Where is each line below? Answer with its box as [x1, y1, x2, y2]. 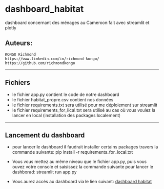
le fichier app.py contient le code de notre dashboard [12, 92, 120, 97]
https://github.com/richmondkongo [5, 60, 76, 66]
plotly [5, 24, 17, 30]
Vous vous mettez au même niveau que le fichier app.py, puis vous [12, 159, 147, 165]
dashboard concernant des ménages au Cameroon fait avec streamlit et [5, 20, 150, 25]
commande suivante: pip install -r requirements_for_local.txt [12, 149, 133, 155]
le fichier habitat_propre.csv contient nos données [12, 96, 114, 102]
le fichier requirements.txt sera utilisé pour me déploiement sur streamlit [12, 102, 158, 108]
